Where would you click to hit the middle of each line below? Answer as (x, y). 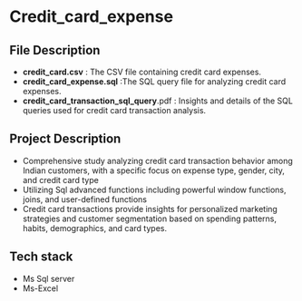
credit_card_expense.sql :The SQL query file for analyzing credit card (154, 82)
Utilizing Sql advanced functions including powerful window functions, (155, 189)
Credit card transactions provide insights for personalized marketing (150, 209)
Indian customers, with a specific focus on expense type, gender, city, (154, 170)
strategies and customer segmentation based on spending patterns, (149, 218)
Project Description (65, 139)
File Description (55, 50)
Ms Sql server (49, 278)
